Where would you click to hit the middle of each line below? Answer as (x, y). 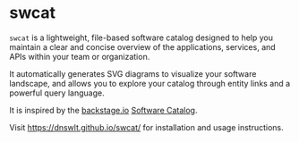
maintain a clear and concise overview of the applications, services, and (142, 46)
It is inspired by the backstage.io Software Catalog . (103, 110)
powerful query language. (57, 93)
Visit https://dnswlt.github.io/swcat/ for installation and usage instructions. (146, 127)
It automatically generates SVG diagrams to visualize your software (133, 73)
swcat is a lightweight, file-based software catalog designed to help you (141, 38)
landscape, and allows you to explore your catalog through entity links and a (150, 83)
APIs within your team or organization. (80, 56)
